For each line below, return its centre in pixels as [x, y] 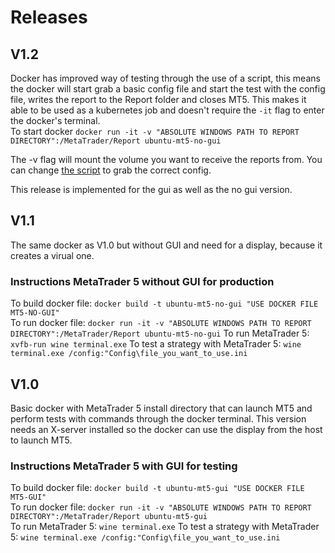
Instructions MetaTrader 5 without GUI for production [142, 281]
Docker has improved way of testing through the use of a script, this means [165, 78]
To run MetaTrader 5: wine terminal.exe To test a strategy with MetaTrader [165, 527]
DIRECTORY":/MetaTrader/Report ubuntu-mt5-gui [109, 517]
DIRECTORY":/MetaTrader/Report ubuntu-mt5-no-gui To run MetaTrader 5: [160, 333]
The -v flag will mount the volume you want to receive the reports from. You [166, 159]
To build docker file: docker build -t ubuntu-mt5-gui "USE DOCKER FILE [157, 488]
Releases [49, 17]
